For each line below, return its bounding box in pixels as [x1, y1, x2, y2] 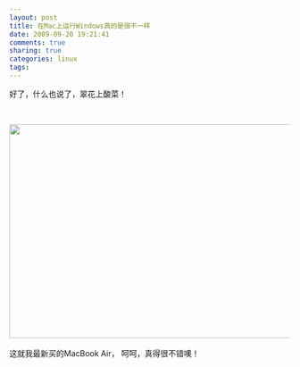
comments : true [9, 38, 66, 47]
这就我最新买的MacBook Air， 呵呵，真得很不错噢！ [9, 347, 200, 358]
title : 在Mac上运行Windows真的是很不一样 [9, 21, 151, 30]
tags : [9, 63, 29, 72]
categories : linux [9, 54, 78, 63]
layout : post [9, 13, 58, 22]
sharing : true [9, 46, 62, 55]
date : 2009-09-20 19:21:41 [9, 29, 110, 38]
